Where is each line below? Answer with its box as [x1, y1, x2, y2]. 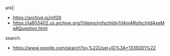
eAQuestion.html [12, 25, 48, 31]
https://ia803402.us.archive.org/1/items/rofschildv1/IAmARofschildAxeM [12, 20, 164, 26]
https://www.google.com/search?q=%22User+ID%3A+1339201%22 [12, 45, 156, 50]
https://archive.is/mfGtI [12, 15, 62, 20]
